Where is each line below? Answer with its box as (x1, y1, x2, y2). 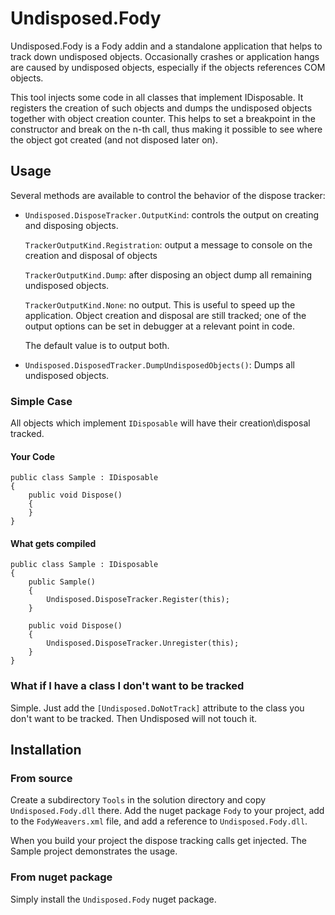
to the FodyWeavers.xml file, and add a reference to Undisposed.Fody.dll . (10, 815, 308, 827)
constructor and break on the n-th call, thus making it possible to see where (10, 123, 323, 135)
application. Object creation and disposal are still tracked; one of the (24, 309, 307, 321)
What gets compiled (10, 537, 97, 549)
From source (10, 772, 73, 786)
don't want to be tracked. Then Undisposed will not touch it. (10, 712, 258, 724)
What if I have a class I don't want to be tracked (10, 679, 245, 693)
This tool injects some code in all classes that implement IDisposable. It (10, 91, 304, 103)
